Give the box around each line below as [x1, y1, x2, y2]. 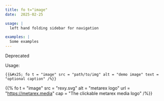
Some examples [9, 39, 39, 44]
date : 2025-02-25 [5, 12, 43, 17]
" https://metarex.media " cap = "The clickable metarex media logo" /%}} [5, 91, 153, 96]
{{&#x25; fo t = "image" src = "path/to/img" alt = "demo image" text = [5, 72, 159, 77]
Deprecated [5, 53, 30, 59]
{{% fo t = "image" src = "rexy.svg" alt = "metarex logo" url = [5, 85, 130, 91]
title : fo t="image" [5, 7, 48, 12]
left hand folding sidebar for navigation [9, 25, 99, 30]
